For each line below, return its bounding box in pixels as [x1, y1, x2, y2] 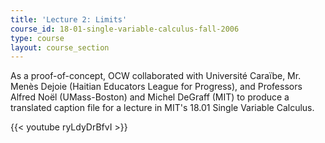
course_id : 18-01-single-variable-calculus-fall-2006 [10, 24, 240, 34]
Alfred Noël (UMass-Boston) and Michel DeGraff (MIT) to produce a [10, 91, 290, 103]
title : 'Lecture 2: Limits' [10, 14, 128, 25]
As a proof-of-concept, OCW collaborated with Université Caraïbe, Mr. [10, 70, 302, 82]
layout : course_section [10, 42, 110, 53]
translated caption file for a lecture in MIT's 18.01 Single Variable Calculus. [10, 102, 315, 114]
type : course [10, 33, 65, 43]
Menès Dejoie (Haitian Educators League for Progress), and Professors [10, 81, 303, 93]
